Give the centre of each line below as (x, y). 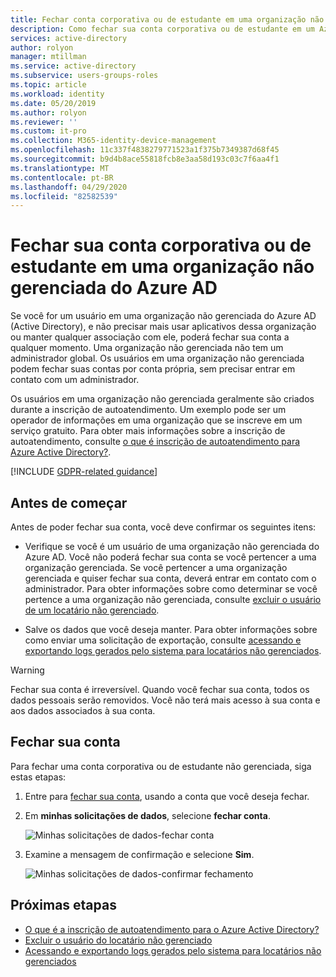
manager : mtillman (48, 57)
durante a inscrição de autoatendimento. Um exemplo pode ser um (148, 410)
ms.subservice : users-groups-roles (84, 76)
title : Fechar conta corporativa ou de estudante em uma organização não (167, 19)
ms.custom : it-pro (48, 131)
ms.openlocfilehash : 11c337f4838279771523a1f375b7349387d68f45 (145, 150)
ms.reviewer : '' (44, 122)
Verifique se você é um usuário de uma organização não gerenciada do (172, 546)
